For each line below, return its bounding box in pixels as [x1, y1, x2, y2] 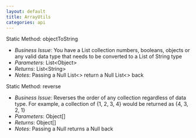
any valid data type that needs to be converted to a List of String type [14, 53, 183, 60]
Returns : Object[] [14, 119, 57, 126]
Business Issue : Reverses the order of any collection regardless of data [14, 94, 186, 101]
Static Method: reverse [6, 83, 61, 90]
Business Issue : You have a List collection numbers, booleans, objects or [14, 47, 190, 54]
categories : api [6, 19, 46, 25]
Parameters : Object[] [14, 113, 66, 120]
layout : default [6, 8, 46, 15]
